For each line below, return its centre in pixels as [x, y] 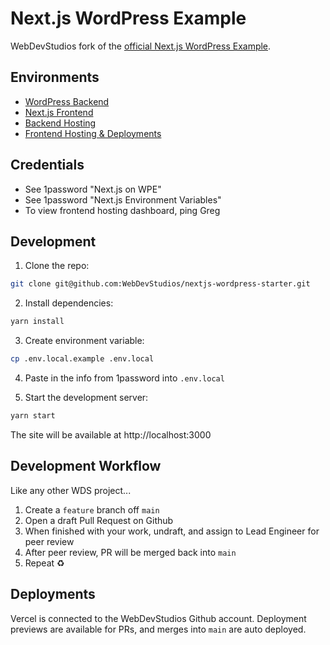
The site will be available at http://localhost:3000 [111, 434]
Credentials [47, 165]
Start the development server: [86, 397]
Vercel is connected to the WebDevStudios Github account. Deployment [158, 618]
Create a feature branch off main [92, 509]
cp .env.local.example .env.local [82, 359]
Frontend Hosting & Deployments [93, 133]
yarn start [33, 416]
